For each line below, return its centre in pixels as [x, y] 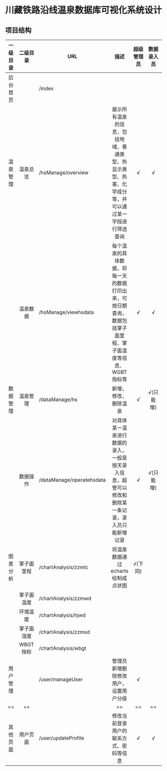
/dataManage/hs [58, 399]
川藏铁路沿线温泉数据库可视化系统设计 [84, 10]
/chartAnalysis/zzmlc [64, 567]
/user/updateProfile [62, 738]
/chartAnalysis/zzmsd [65, 632]
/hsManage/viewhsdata [67, 312]
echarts [120, 571]
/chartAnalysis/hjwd [62, 615]
